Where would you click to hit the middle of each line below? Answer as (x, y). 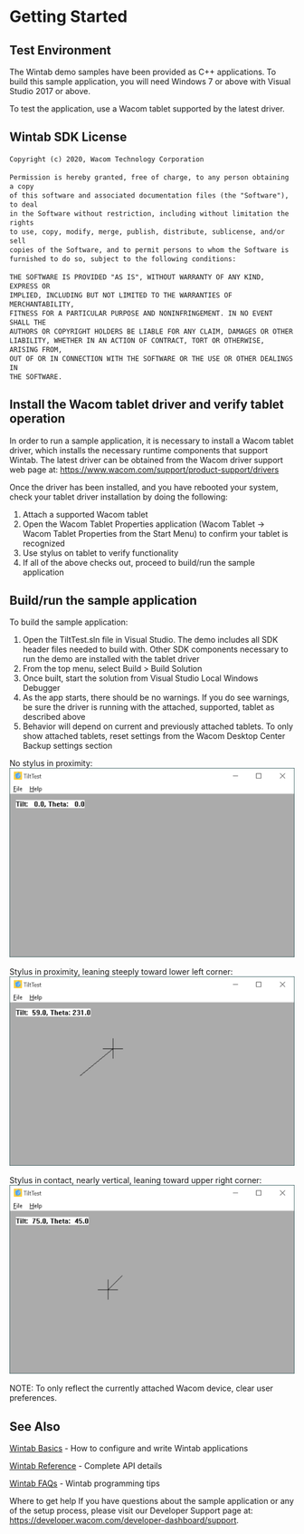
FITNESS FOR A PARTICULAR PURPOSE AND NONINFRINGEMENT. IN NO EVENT (141, 313)
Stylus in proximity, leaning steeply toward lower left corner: (121, 971)
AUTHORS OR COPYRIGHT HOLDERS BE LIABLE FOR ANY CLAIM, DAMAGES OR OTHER (152, 331)
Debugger (41, 688)
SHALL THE (28, 322)
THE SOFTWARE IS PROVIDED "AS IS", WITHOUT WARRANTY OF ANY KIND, (137, 277)
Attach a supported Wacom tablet (85, 514)
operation (38, 419)
